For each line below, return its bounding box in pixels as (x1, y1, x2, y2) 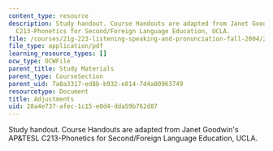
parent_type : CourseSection (8, 72, 104, 80)
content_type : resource (8, 11, 89, 20)
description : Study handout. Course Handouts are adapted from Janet (8, 19, 249, 28)
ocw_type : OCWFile (8, 58, 71, 66)
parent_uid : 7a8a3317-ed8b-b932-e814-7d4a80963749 (8, 80, 184, 88)
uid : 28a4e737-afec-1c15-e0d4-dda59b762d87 (8, 102, 158, 110)
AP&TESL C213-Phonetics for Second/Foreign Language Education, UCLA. (8, 133, 258, 143)
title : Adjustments (8, 95, 75, 103)
